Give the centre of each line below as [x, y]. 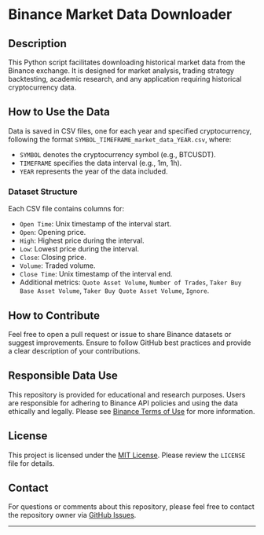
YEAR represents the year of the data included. [93, 171]
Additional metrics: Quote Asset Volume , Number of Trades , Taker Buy [130, 282]
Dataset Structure [43, 192]
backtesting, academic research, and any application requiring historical [125, 79]
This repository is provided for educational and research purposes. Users [127, 394]
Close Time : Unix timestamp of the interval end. [96, 274]
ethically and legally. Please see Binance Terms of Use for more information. [132, 411]
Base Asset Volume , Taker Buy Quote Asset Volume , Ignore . [114, 291]
